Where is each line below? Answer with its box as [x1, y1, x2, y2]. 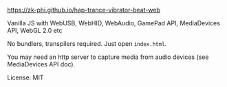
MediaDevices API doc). [7, 60, 76, 68]
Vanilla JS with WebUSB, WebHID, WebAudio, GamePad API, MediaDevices [7, 19, 220, 27]
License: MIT [7, 73, 44, 82]
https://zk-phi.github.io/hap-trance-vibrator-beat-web [7, 6, 160, 14]
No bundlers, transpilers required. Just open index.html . [7, 40, 167, 47]
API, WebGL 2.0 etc [7, 27, 63, 34]
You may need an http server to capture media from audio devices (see [7, 53, 209, 61]
